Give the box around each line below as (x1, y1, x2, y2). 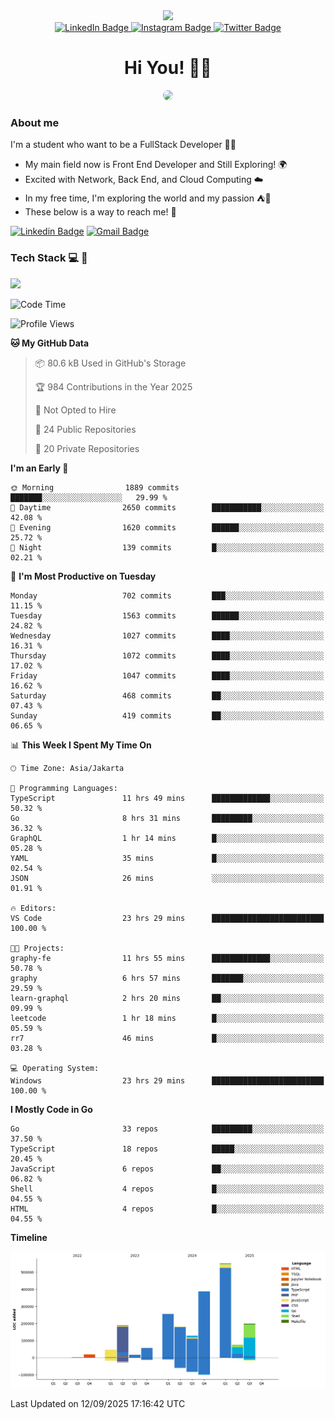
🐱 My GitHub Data (10, 337, 90, 349)
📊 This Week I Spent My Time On (10, 739, 152, 751)
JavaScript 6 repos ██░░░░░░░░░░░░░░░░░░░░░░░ (10, 1164, 325, 1174)
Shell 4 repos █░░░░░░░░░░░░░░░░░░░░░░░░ (10, 1184, 325, 1194)
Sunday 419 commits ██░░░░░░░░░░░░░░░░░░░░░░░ (10, 710, 325, 721)
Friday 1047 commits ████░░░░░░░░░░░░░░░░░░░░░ (10, 670, 325, 681)
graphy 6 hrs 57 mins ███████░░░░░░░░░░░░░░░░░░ (10, 973, 325, 983)
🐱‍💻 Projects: (10, 943, 65, 953)
